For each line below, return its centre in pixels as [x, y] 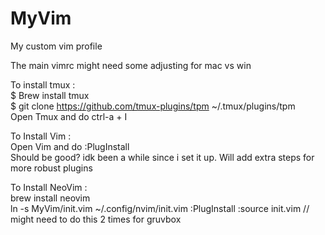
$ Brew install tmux [50, 95]
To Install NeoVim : [49, 187]
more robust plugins [51, 168]
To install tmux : [43, 84]
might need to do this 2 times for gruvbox [96, 219]
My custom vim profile [56, 46]
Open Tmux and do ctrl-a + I [69, 116]
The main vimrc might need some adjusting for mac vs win [131, 65]
